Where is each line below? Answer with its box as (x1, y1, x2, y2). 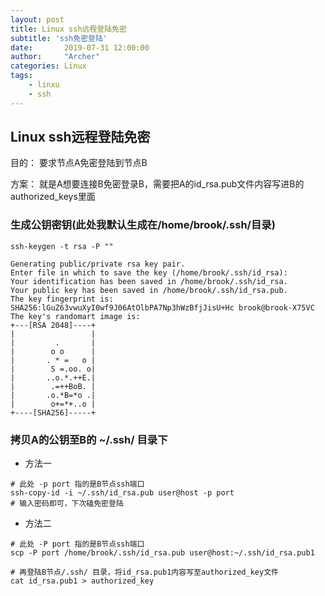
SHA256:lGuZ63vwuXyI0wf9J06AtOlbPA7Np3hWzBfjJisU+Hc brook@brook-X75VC (10, 302, 315, 313)
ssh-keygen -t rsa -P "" (10, 241, 114, 251)
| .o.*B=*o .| (10, 390, 97, 400)
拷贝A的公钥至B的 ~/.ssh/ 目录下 (10, 432, 168, 446)
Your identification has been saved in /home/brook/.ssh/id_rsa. (10, 276, 288, 286)
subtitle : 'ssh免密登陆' (10, 33, 108, 43)
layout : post (10, 14, 65, 25)
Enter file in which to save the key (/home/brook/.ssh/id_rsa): (10, 267, 288, 278)
